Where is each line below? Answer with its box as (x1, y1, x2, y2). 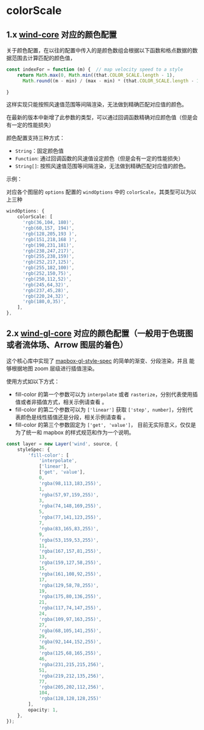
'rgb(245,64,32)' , (22, 281, 69, 288)
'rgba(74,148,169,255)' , (38, 503, 102, 509)
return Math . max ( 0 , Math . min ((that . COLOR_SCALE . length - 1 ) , (17, 72, 175, 78)
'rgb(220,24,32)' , (22, 293, 69, 299)
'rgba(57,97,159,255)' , (38, 491, 99, 498)
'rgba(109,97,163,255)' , (38, 616, 102, 622)
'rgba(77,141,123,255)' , (38, 514, 102, 521)
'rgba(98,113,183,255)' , (38, 480, 102, 486)
